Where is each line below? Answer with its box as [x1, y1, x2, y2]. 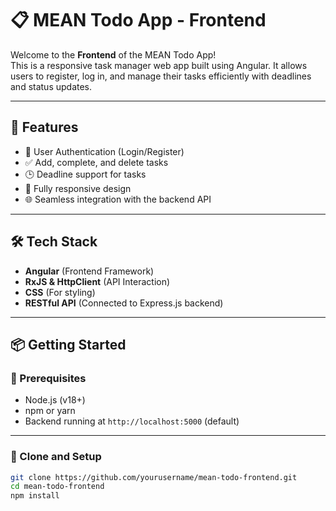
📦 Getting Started [10, 336, 127, 353]
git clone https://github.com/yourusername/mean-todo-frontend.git [10, 472, 298, 482]
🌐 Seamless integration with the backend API [24, 193, 212, 205]
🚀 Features [10, 119, 79, 136]
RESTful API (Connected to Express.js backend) [24, 297, 224, 309]
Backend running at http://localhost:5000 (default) [24, 415, 240, 427]
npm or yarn [24, 405, 76, 417]
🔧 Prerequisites [10, 371, 87, 385]
